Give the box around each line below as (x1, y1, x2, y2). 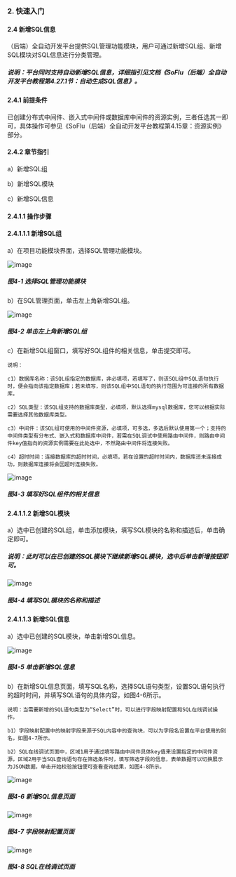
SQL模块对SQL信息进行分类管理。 (7, 51, 106, 59)
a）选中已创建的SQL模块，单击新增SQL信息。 (7, 632, 140, 640)
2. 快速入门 (7, 6, 45, 15)
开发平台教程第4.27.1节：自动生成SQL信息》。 (7, 77, 141, 85)
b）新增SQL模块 (7, 179, 55, 187)
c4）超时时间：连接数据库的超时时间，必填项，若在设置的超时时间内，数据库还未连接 (7, 453, 217, 461)
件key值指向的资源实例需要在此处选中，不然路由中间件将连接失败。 (7, 440, 174, 447)
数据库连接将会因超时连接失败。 (22, 461, 102, 468)
